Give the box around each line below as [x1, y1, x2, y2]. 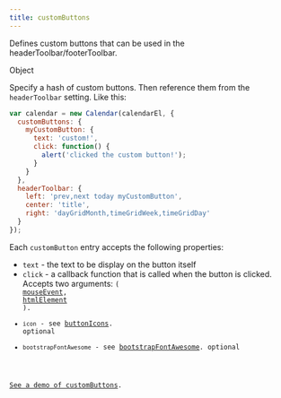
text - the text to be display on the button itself [22, 259, 197, 270]
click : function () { [32, 143, 110, 151]
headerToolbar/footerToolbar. [9, 47, 118, 58]
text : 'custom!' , [32, 134, 99, 143]
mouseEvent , [22, 288, 67, 297]
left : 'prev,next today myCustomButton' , [25, 192, 182, 202]
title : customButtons [9, 13, 91, 22]
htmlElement [22, 295, 67, 305]
